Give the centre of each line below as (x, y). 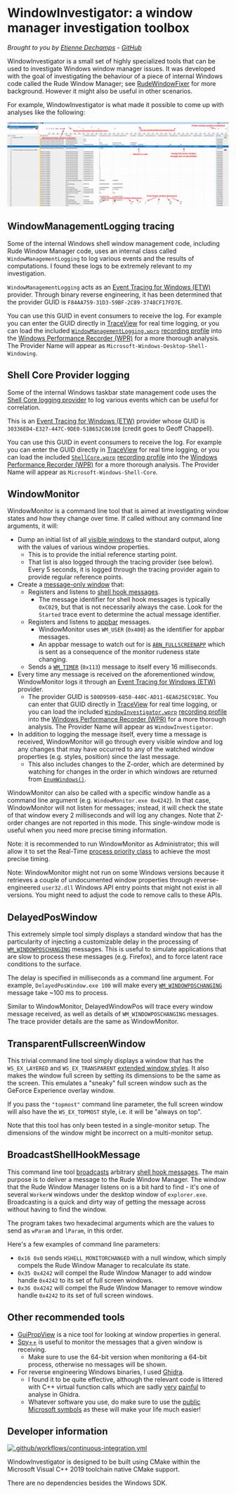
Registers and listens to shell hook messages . (94, 592)
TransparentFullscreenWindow (77, 1043)
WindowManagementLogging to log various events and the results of (101, 258)
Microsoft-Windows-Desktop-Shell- (157, 346)
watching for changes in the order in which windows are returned (123, 772)
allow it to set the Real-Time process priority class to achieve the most (109, 851)
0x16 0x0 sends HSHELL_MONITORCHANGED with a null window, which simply (122, 1258)
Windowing (22, 354)
